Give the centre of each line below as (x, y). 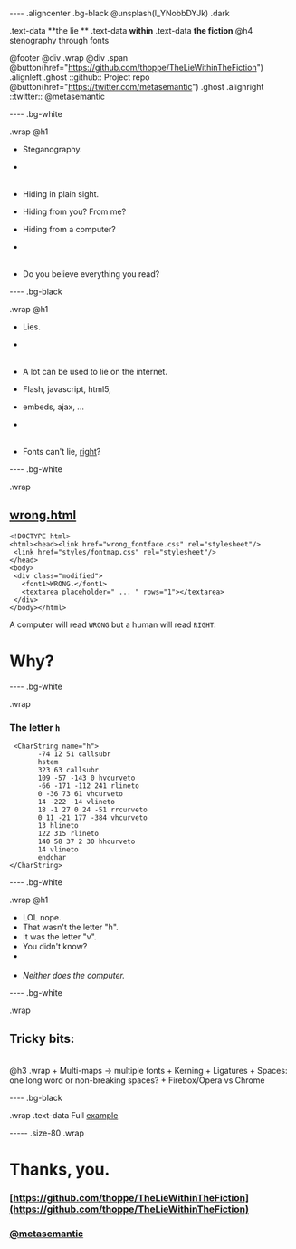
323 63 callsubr (68, 771)
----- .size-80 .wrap (47, 1133)
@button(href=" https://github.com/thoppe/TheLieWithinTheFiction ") (137, 68)
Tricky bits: (42, 1039)
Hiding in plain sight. (61, 194)
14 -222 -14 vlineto (76, 802)
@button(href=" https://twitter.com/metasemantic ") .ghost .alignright (137, 87)
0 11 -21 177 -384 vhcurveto (92, 818)
